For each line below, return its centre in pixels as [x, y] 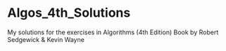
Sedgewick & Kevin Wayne [46, 39]
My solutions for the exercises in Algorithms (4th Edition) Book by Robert [113, 32]
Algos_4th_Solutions [69, 13]
